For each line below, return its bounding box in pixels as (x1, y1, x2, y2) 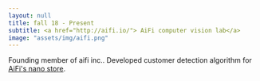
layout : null (8, 11, 52, 20)
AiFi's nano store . (8, 64, 66, 74)
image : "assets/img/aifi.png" (8, 33, 109, 42)
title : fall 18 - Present (8, 19, 94, 27)
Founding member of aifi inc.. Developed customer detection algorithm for (8, 56, 253, 65)
